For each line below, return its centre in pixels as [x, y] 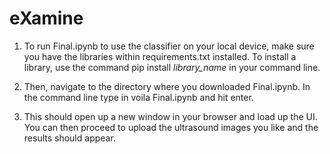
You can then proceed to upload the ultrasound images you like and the [171, 127]
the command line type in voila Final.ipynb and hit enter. [138, 97]
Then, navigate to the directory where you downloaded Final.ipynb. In [167, 86]
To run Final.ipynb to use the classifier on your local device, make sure [169, 46]
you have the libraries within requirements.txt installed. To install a [160, 56]
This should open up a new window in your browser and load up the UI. [170, 116]
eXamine [46, 18]
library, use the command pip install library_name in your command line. [172, 67]
